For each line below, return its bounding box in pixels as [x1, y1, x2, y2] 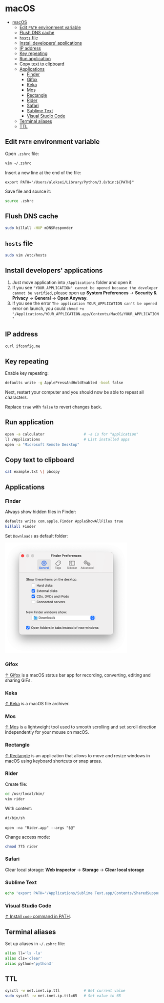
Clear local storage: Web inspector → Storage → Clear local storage [5, 867, 144, 873]
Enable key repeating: [5, 370, 49, 376]
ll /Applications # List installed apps [5, 437, 130, 442]
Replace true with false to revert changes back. [5, 404, 102, 410]
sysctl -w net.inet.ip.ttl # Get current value [5, 988, 125, 993]
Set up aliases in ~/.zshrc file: [5, 941, 65, 947]
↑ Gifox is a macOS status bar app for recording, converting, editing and [5, 672, 151, 678]
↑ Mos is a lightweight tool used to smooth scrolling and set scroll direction [5, 724, 157, 730]
